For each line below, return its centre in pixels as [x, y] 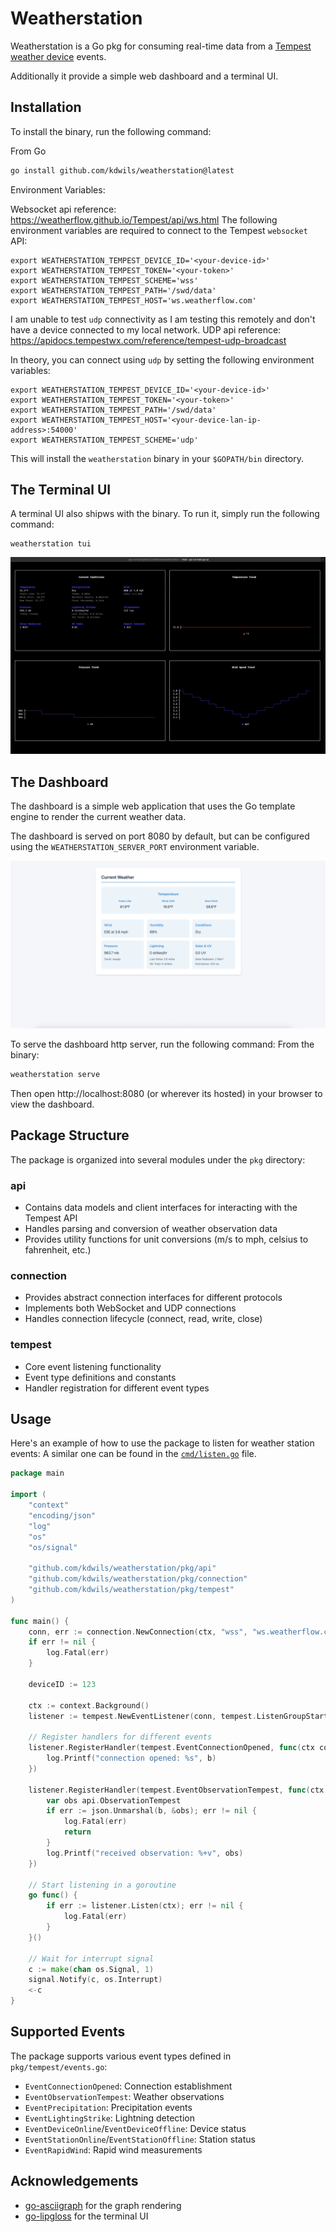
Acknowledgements [74, 2181]
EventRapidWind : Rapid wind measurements [113, 2149]
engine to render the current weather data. [98, 817]
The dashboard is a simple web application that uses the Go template [153, 806]
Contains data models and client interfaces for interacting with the [161, 1207]
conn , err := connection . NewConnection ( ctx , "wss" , [138, 1632]
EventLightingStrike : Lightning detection [109, 2118]
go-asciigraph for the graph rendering [103, 2205]
